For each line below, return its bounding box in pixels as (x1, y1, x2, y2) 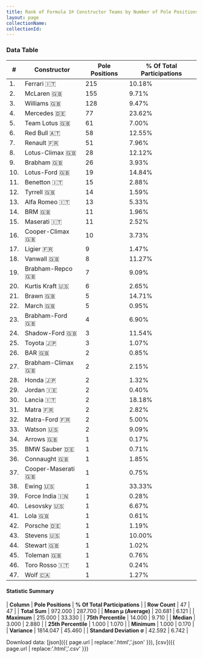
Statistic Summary (6, 588, 54, 595)
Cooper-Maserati (25, 465, 75, 473)
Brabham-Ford (25, 311, 68, 320)
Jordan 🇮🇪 (25, 386, 57, 394)
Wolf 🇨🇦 (25, 571, 51, 579)
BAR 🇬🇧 (25, 348, 50, 357)
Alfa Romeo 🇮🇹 (25, 198, 71, 206)
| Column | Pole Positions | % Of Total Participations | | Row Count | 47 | (6, 601, 190, 608)
